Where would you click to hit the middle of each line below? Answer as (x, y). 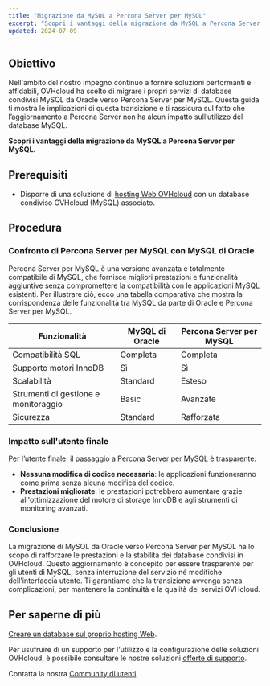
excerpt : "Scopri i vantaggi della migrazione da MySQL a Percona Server (135, 23)
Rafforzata (200, 417)
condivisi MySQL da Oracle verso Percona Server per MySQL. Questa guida (134, 100)
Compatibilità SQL (46, 355)
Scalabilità (32, 380)
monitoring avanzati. (54, 508)
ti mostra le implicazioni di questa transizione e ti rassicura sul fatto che (127, 109)
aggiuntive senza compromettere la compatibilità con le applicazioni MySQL (134, 285)
